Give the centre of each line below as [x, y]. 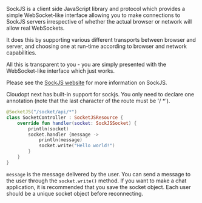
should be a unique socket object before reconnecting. [75, 193]
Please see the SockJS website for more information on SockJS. [87, 82]
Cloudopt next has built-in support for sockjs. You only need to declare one [100, 94]
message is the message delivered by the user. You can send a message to [99, 174]
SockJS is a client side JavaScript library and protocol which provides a [96, 9]
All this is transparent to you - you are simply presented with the [86, 64]
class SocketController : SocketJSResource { [65, 118]
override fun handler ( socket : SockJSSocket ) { [77, 123]
